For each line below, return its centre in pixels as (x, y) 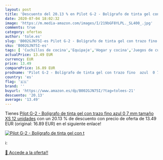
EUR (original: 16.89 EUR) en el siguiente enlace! (53, 124)
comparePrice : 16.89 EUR (30, 68)
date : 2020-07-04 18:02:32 (32, 18)
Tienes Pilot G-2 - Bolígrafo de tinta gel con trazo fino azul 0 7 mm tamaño (79, 113)
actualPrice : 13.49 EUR (29, 55)
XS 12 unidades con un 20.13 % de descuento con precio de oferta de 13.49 (81, 119)
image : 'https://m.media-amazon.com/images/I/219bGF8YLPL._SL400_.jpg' (79, 23)
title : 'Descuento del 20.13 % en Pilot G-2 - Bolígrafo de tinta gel (78, 14)
